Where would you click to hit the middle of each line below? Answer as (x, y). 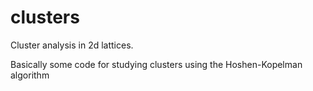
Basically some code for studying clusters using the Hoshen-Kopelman (156, 64)
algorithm (30, 75)
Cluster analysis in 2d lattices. (72, 45)
